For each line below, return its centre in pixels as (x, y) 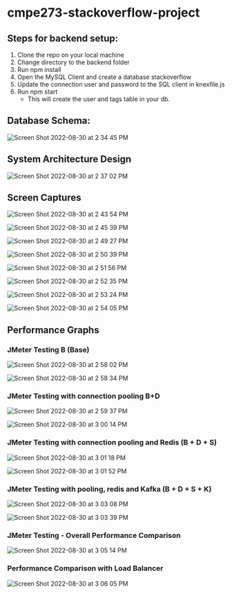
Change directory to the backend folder (73, 62)
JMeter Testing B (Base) (48, 350)
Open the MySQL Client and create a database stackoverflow (104, 77)
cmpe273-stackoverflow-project (104, 13)
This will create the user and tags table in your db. (99, 99)
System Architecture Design (69, 160)
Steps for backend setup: (63, 38)
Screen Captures (44, 198)
